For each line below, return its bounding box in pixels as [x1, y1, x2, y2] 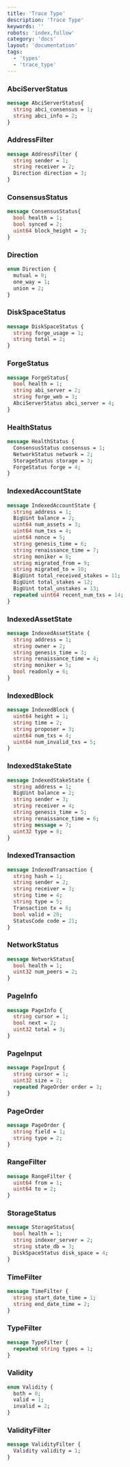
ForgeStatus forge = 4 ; [13, 464, 81, 471]
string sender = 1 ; [13, 157, 69, 164]
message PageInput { [7, 1064, 66, 1071]
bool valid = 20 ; [13, 911, 63, 918]
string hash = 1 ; [13, 872, 63, 879]
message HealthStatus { [7, 438, 75, 445]
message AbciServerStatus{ [7, 99, 84, 107]
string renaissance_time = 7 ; [13, 546, 99, 554]
